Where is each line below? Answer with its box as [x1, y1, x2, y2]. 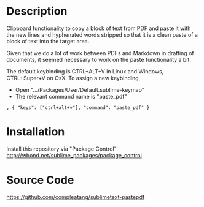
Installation [6, 125, 65, 139]
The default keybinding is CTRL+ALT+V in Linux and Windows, [6, 67, 164, 75]
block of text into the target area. [6, 37, 90, 45]
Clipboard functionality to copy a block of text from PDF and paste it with [6, 24, 191, 32]
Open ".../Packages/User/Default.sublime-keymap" [15, 86, 144, 93]
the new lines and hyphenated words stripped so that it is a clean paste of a [6, 31, 198, 38]
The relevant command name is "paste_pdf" [15, 92, 127, 100]
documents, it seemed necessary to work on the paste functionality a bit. [6, 56, 192, 63]
